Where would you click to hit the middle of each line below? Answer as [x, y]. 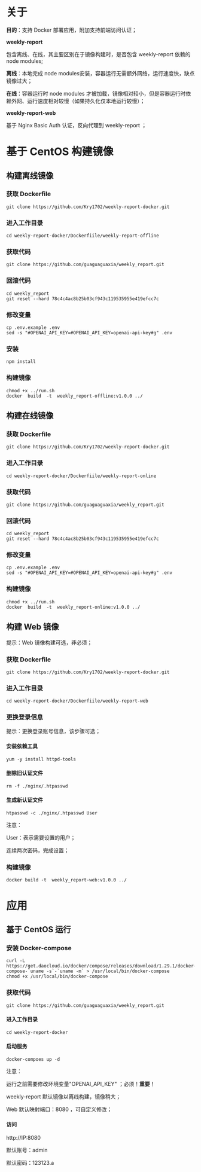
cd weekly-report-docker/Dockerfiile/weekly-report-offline [83, 236]
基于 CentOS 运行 [39, 930]
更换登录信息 [25, 717]
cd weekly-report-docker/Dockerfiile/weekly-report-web [77, 701]
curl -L [16, 961]
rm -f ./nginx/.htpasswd [37, 786]
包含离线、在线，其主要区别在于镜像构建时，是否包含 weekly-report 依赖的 [98, 54]
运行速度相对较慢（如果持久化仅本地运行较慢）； [86, 101]
